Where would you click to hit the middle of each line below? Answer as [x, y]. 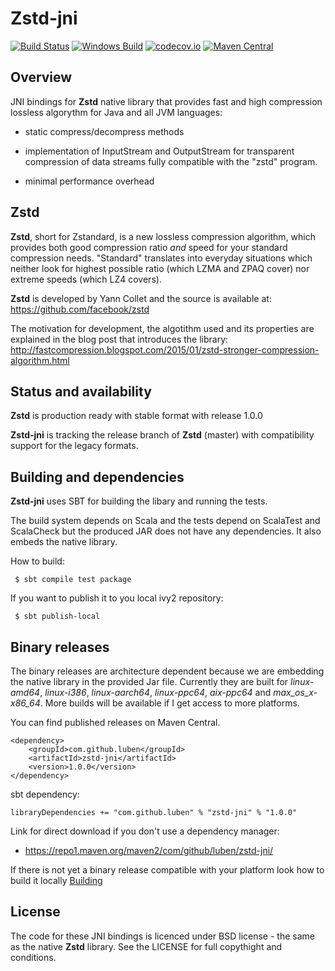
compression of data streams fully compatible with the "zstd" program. [171, 161]
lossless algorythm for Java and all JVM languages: [116, 112]
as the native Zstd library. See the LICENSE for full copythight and [146, 946]
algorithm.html [40, 360]
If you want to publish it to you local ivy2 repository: [117, 598]
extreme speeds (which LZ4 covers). [86, 279]
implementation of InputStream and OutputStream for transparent [159, 151]
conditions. [33, 957]
